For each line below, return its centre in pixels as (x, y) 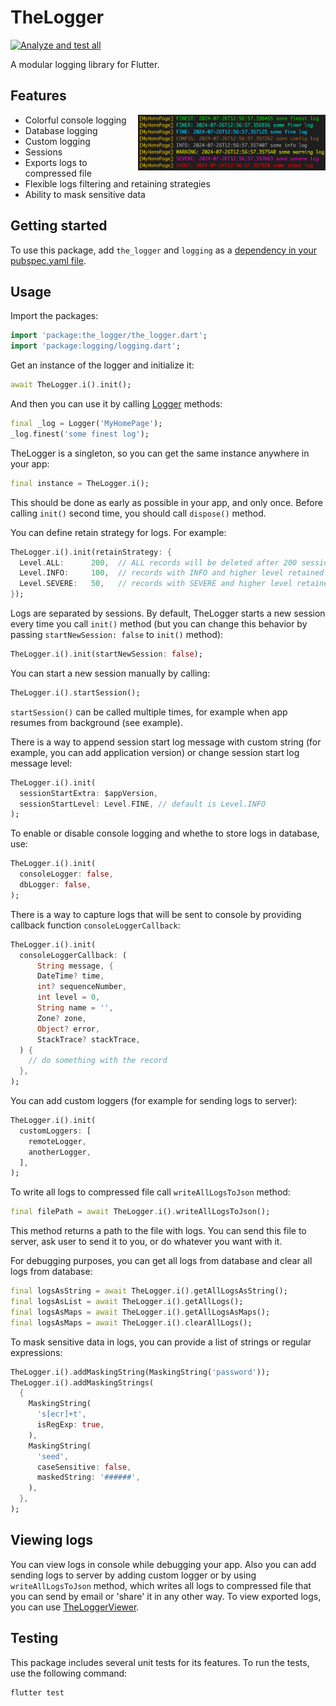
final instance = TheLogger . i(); (80, 483)
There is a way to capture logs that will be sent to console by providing (156, 914)
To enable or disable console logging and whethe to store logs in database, (165, 833)
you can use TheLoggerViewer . (75, 1607)
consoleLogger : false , (66, 874)
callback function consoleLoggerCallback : (95, 925)
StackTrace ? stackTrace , (88, 1039)
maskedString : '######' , (88, 1477)
